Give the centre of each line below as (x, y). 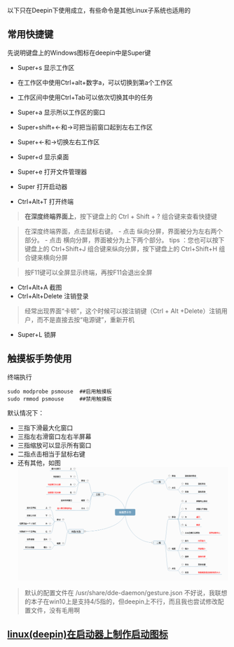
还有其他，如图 (39, 462)
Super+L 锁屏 (37, 334)
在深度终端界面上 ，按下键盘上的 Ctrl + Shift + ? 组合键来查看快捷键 (121, 216)
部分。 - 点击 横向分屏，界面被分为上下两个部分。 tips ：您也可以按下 (124, 239)
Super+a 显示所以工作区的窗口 (61, 112)
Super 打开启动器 (42, 186)
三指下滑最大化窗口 (45, 427)
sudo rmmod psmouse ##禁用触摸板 (60, 399)
